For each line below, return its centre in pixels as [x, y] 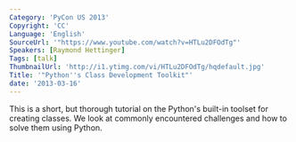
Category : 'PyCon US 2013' [59, 17]
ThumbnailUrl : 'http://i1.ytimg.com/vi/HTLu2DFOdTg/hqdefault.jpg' [137, 67]
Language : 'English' [48, 34]
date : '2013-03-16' [45, 83]
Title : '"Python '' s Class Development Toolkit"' [101, 75]
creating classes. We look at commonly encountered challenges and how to [148, 118]
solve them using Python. [56, 127]
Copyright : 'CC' [39, 26]
